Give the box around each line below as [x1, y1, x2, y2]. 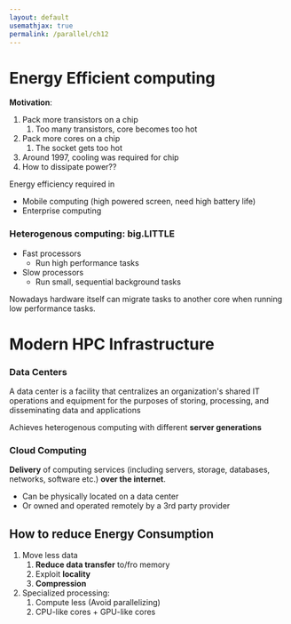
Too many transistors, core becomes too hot [35, 124, 198, 134]
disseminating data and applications [9, 405, 141, 416]
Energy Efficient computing [9, 68, 216, 88]
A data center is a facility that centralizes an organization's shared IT [9, 386, 260, 396]
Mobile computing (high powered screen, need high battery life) [21, 196, 256, 207]
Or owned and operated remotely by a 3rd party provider [21, 500, 231, 511]
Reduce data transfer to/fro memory [35, 559, 170, 570]
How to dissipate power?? [21, 162, 117, 172]
